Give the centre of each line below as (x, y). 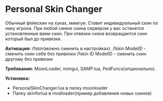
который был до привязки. (33, 39)
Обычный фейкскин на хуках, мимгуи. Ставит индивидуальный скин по (82, 23)
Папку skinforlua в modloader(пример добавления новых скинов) (82, 93)
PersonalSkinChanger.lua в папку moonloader (60, 88)
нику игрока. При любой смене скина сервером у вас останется (74, 28)
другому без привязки (29, 59)
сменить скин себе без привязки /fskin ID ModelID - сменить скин (76, 54)
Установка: (17, 78)
